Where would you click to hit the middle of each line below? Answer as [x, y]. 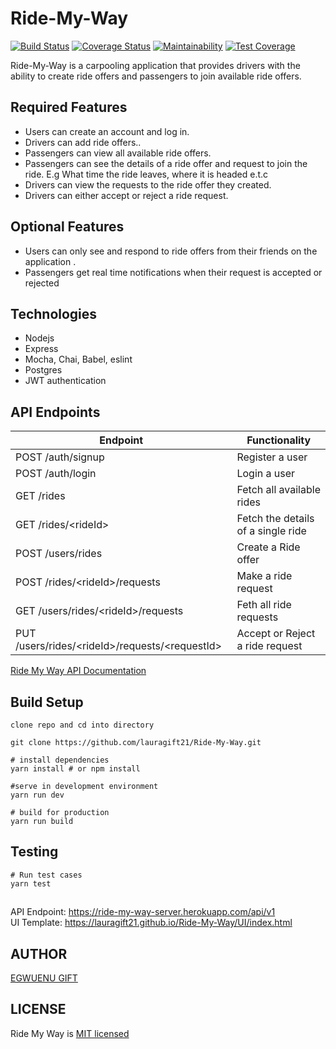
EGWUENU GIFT [44, 978]
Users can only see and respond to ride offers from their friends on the [171, 251]
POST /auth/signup [60, 457]
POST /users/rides [59, 554]
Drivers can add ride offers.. [83, 142]
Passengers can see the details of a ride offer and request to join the [166, 163]
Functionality [279, 440]
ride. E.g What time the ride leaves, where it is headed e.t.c [146, 174]
